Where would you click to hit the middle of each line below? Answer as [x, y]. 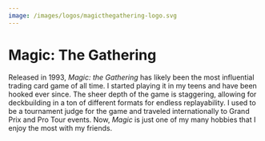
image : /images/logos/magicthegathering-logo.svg [93, 16]
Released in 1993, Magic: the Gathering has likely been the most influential [131, 77]
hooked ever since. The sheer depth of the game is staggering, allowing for [132, 94]
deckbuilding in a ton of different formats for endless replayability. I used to [132, 102]
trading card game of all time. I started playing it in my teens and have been [133, 85]
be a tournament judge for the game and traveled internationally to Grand [129, 111]
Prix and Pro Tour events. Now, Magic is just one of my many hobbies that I [132, 119]
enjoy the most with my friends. [60, 127]
